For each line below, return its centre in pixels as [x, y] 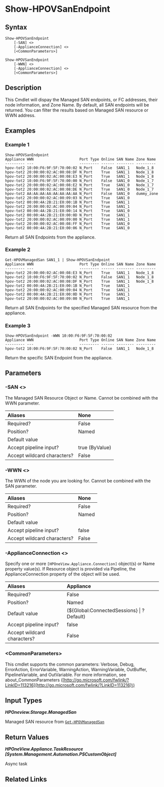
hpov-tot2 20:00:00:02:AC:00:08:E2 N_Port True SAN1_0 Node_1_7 [79, 185]
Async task [16, 764]
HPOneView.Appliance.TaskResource [44, 749]
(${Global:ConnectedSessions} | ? [106, 611]
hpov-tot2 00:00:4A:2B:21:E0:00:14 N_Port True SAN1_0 [68, 211]
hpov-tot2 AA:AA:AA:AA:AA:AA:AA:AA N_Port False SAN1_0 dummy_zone [82, 193]
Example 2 [18, 250]
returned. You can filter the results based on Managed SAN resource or [77, 110]
